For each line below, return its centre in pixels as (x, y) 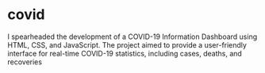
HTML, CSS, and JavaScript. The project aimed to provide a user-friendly (127, 44)
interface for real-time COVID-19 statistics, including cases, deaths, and (125, 53)
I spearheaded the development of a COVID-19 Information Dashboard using (132, 36)
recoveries (25, 62)
